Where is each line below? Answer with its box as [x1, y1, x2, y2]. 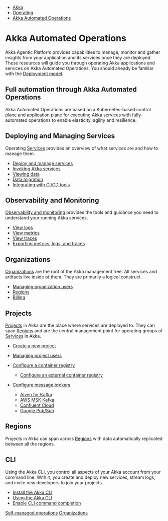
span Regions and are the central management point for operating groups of [5, 328, 163, 334]
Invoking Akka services [12, 166, 61, 172]
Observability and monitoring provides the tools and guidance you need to [5, 209, 159, 215]
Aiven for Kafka [20, 392, 53, 397]
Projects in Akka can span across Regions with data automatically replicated [5, 435, 163, 441]
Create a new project [12, 343, 56, 349]
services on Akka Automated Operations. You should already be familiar [5, 65, 154, 71]
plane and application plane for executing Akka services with [5, 112, 131, 118]
